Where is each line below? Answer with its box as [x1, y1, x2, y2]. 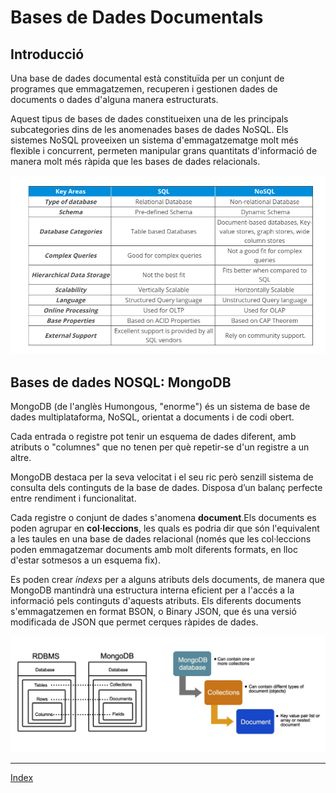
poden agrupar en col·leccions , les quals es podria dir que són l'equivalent [10, 522, 320, 534]
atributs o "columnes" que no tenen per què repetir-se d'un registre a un [10, 441, 310, 453]
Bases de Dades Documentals [10, 6, 264, 29]
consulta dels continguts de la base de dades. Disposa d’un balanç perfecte [10, 481, 323, 493]
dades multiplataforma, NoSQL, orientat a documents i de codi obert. [10, 411, 295, 423]
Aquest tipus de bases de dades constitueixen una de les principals [10, 113, 289, 125]
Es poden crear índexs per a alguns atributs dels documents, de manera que [10, 573, 325, 585]
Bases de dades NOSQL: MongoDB [10, 374, 232, 391]
